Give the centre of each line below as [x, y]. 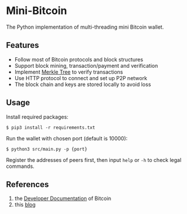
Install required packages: [37, 117]
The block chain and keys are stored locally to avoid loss [83, 84]
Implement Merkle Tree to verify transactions [69, 72]
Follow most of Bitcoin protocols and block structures [79, 59]
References [27, 184]
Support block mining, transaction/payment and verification [86, 65]
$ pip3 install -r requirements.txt [51, 127]
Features [22, 45]
